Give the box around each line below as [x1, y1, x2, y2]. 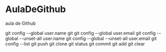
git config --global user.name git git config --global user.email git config [5, 30, 156, 36]
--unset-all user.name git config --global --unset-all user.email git [19, 35, 157, 41]
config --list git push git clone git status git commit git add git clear [5, 40, 145, 46]
